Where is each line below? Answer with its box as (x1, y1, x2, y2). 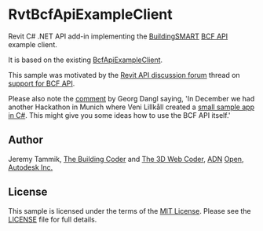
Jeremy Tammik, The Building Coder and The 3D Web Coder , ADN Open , (8, 154, 244, 163)
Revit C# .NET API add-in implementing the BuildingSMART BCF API (8, 31, 228, 41)
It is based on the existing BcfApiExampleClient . (8, 55, 163, 64)
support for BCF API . (8, 79, 75, 88)
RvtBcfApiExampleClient (8, 5, 173, 24)
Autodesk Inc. (8, 163, 53, 172)
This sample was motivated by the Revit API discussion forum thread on (8, 70, 241, 79)
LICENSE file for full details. (8, 214, 97, 224)
